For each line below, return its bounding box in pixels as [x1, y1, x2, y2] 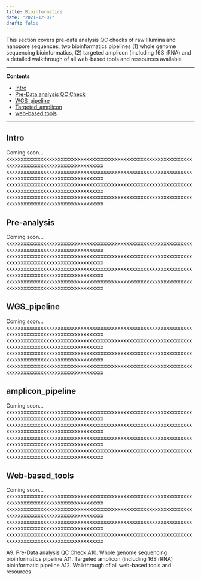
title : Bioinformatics [6, 8, 63, 15]
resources [6, 568, 31, 575]
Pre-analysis [6, 217, 55, 228]
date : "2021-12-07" [6, 14, 55, 20]
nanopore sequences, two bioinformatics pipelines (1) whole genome [6, 43, 176, 50]
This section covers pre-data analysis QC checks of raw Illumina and [6, 37, 176, 44]
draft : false [6, 20, 39, 26]
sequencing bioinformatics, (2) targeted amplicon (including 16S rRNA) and [6, 49, 191, 56]
